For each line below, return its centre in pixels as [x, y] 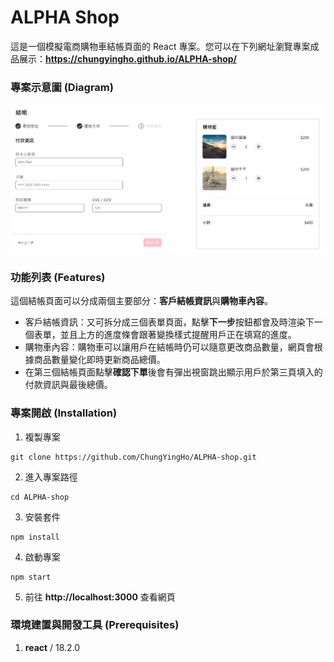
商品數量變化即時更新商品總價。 [99, 360]
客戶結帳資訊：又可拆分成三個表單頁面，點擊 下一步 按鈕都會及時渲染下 [169, 322]
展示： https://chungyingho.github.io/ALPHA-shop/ [128, 58]
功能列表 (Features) [58, 277]
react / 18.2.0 [52, 647]
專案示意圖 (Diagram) [62, 87]
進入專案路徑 [51, 477]
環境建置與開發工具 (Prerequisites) [95, 625]
